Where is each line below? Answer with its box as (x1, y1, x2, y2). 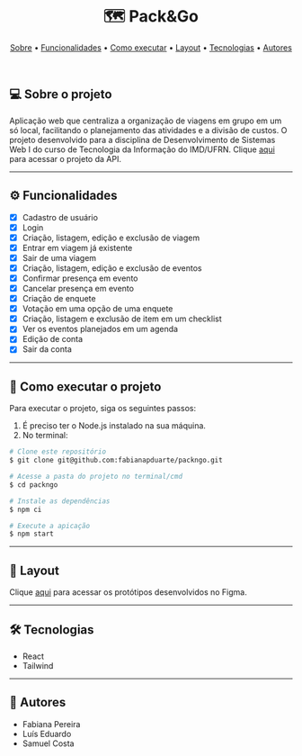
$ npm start (9, 529, 54, 539)
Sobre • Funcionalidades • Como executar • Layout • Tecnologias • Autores (10, 41, 292, 53)
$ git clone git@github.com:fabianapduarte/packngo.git (9, 455, 223, 465)
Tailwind (22, 660, 54, 670)
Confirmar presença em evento (22, 273, 138, 283)
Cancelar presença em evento (22, 283, 135, 293)
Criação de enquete (22, 293, 96, 304)
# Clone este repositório (9, 447, 106, 456)
